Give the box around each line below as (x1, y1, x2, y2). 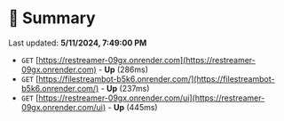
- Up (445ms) (107, 101, 158, 112)
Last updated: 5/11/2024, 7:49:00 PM (8, 37, 147, 48)
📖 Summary (8, 8, 96, 28)
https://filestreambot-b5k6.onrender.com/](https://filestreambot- (38, 73, 275, 84)
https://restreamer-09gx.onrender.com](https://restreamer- (38, 54, 256, 65)
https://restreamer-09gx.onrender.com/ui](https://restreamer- (38, 93, 265, 103)
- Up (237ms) (100, 83, 150, 93)
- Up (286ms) (98, 64, 148, 75)
